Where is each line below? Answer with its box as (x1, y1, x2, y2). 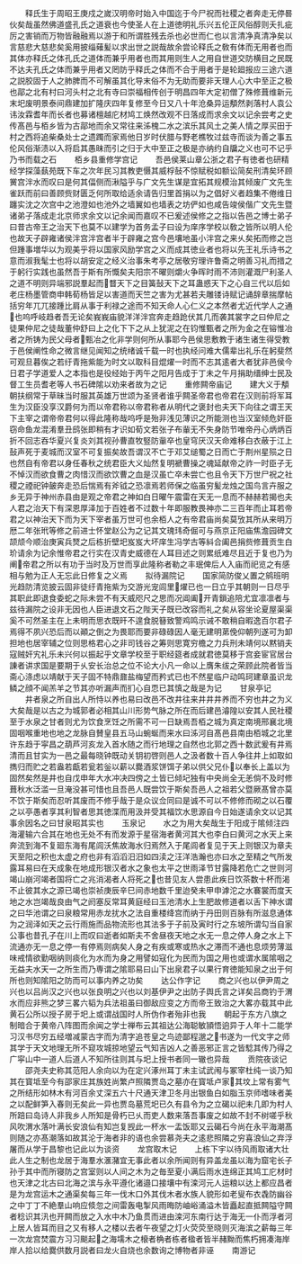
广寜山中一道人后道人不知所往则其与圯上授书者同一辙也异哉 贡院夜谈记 (9, 1053, 288, 1064)
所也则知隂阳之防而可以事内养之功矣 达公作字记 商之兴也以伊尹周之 (9, 975, 289, 985)
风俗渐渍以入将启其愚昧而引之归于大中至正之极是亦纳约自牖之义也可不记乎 (16, 143, 293, 153)
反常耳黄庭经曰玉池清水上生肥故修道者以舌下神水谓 (102, 896, 293, 907)
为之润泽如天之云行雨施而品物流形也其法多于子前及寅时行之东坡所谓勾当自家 (9, 919, 293, 929)
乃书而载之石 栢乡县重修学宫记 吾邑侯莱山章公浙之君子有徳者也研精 (9, 154, 289, 165)
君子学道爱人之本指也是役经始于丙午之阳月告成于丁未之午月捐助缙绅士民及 (16, 368, 293, 378)
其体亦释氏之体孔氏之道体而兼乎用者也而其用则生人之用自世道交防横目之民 (9, 53, 285, 63)
